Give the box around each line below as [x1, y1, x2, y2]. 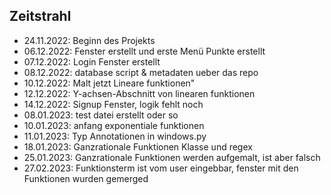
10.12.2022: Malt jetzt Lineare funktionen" [23, 77, 196, 89]
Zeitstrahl [9, 8, 72, 25]
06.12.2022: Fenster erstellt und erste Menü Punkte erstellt [23, 45, 266, 57]
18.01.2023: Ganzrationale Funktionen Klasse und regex [23, 140, 253, 153]
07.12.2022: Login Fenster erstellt [23, 55, 161, 68]
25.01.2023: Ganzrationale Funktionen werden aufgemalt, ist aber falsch [23, 151, 321, 163]
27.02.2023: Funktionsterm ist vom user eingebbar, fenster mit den [23, 162, 299, 174]
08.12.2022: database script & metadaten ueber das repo [23, 66, 259, 78]
